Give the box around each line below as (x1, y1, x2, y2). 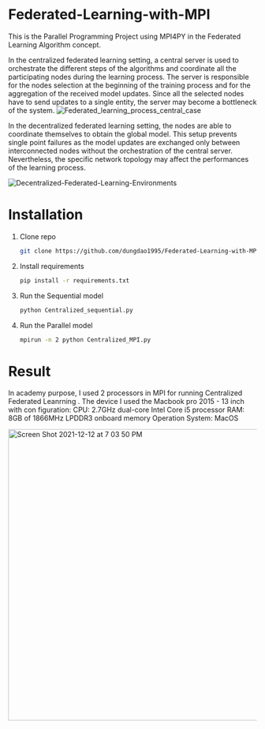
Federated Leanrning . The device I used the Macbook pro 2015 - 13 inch (8, 397, 244, 406)
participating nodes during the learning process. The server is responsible (8, 72, 250, 81)
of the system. (8, 105, 55, 115)
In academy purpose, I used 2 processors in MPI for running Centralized (8, 388, 243, 398)
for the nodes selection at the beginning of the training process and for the (8, 80, 251, 90)
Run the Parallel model (19, 320, 93, 330)
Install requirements (19, 261, 84, 271)
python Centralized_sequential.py (19, 306, 133, 314)
